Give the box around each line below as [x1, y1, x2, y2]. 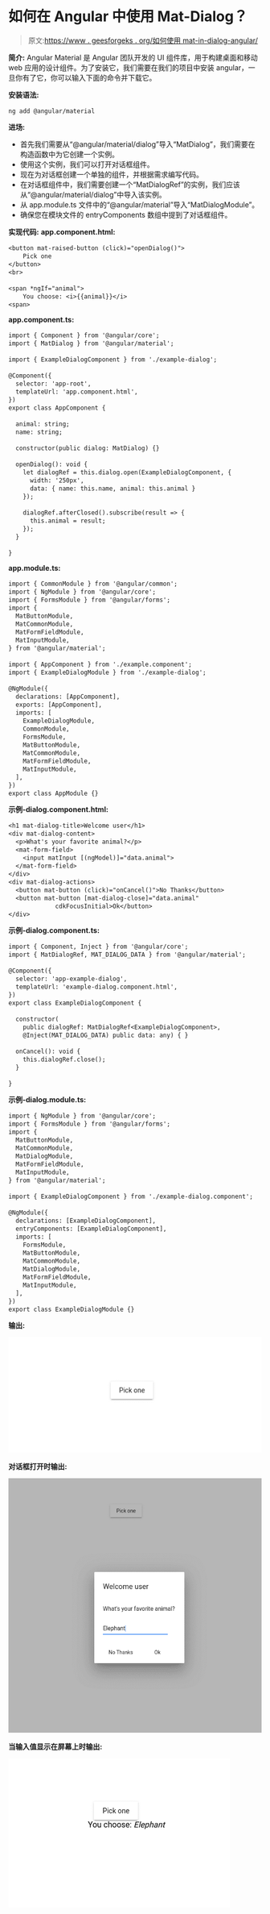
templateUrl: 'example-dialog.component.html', [15, 983, 178, 991]
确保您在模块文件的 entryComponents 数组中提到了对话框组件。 [19, 210, 232, 219]
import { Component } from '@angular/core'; [8, 331, 160, 339]
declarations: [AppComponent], [15, 693, 121, 701]
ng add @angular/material [8, 106, 95, 115]
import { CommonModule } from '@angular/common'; [8, 580, 178, 588]
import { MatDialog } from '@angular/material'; [8, 339, 174, 347]
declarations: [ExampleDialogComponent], [15, 1217, 157, 1225]
